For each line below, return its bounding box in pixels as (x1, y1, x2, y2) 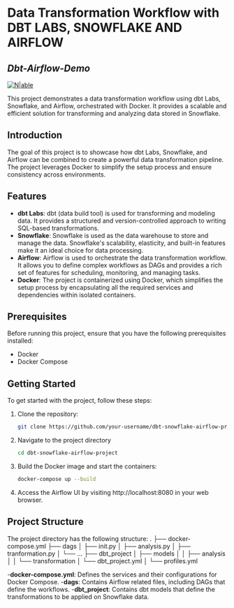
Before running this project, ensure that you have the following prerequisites (7, 329, 226, 338)
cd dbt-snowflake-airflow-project (17, 450, 118, 457)
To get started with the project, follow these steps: (7, 396, 152, 405)
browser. (17, 496, 43, 504)
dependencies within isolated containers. (17, 290, 136, 299)
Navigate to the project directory (17, 436, 112, 445)
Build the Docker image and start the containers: (17, 462, 157, 470)
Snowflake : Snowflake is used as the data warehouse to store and (17, 231, 209, 239)
